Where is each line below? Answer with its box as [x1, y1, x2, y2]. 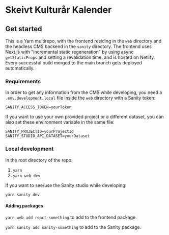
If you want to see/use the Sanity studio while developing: [5, 182, 127, 188]
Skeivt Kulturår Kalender [5, 4, 112, 16]
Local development [5, 145, 54, 152]
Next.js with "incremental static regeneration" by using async [5, 49, 134, 55]
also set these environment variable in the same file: [5, 119, 115, 125]
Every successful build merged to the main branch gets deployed [5, 60, 143, 65]
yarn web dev [12, 173, 41, 178]
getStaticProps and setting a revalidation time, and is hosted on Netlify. [5, 54, 155, 60]
